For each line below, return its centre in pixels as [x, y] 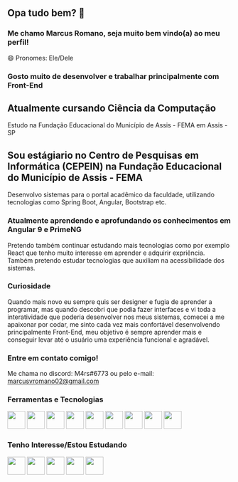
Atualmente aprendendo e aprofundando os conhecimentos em [119, 221]
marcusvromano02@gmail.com [53, 381]
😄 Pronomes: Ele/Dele [40, 58]
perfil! [18, 42]
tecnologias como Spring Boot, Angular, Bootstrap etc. [87, 202]
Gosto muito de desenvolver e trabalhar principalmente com [113, 76]
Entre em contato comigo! [53, 358]
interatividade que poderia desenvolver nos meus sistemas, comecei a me [116, 317]
